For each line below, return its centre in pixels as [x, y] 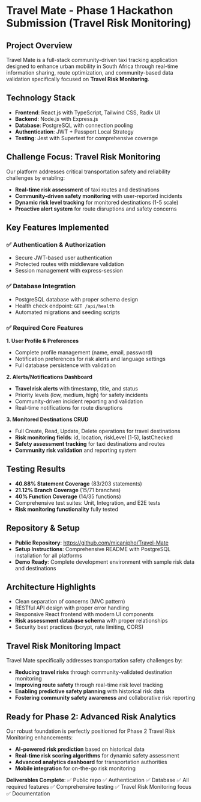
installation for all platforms [48, 555]
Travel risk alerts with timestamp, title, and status [76, 388]
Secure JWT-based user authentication [64, 258]
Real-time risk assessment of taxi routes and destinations [87, 190]
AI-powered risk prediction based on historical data [80, 749]
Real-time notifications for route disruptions [69, 407]
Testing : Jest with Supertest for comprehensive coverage [86, 138]
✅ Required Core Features [45, 327]
